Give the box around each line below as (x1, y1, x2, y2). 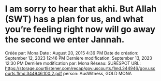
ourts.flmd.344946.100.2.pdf (5, 70, 62, 76)
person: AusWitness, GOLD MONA (63, 70, 132, 76)
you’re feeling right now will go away (5, 24, 156, 35)
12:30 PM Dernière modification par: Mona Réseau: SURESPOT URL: (5, 60, 141, 66)
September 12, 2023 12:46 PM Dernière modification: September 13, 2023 (5, 55, 152, 61)
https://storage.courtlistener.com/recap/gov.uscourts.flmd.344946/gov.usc (5, 65, 156, 71)
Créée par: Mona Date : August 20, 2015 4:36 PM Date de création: (5, 50, 139, 56)
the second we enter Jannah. (5, 34, 125, 45)
